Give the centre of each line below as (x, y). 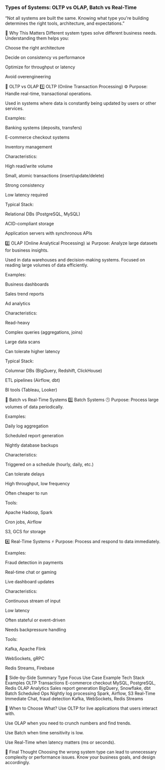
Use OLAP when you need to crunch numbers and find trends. (68, 723)
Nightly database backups (32, 445)
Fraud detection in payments (34, 563)
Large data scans (23, 342)
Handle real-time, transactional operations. (49, 94)
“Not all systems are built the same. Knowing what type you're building (77, 18)
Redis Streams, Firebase (30, 668)
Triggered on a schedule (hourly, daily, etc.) (49, 464)
